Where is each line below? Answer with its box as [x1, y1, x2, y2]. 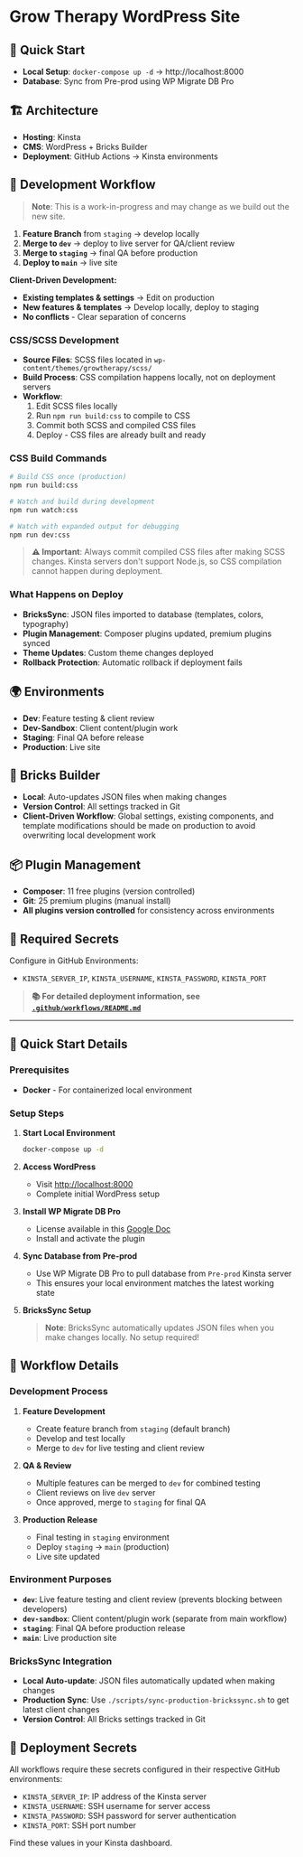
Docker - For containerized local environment [22, 1084, 192, 1095]
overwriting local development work [22, 830, 156, 841]
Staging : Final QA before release [22, 732, 144, 743]
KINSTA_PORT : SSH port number [22, 1819, 137, 1831]
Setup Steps [9, 1107, 65, 1120]
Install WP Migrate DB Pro [22, 1205, 122, 1216]
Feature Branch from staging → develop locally [22, 228, 200, 239]
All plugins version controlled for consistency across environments [22, 905, 275, 916]
